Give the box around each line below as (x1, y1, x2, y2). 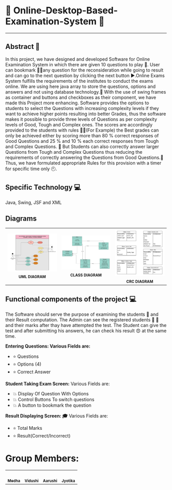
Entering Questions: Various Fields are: (5, 343, 91, 349)
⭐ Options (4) (12, 361, 42, 367)
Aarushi (42, 478, 58, 483)
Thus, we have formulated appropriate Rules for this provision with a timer (5, 159, 162, 166)
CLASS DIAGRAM (70, 273, 102, 278)
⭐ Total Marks (12, 425, 42, 431)
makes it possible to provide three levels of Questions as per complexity (5, 116, 157, 122)
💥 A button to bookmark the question (12, 402, 92, 408)
